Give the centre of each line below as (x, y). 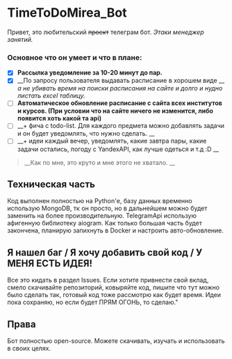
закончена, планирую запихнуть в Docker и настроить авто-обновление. (116, 230)
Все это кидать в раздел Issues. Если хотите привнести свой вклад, (108, 280)
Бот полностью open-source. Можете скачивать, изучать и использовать (116, 341)
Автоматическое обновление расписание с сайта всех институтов (119, 103)
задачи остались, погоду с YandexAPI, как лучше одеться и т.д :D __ (118, 149)
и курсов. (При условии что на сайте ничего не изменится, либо (115, 111)
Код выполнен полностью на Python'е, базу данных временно (100, 201)
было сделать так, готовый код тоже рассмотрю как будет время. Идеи (114, 295)
